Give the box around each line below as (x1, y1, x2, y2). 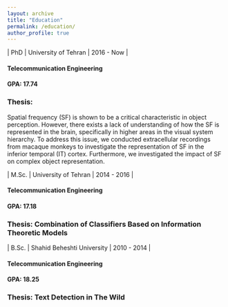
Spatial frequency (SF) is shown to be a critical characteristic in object (7, 113, 207, 121)
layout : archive (7, 10, 54, 17)
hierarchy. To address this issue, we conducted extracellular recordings (7, 135, 211, 143)
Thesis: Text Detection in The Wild (7, 292, 126, 302)
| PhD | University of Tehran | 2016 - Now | (7, 48, 129, 57)
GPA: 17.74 (7, 80, 38, 89)
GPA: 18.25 (7, 275, 39, 283)
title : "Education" (7, 17, 64, 24)
